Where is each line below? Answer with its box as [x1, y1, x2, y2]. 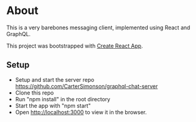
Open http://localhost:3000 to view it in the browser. [15, 108, 147, 116]
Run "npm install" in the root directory [15, 95, 111, 102]
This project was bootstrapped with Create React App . [6, 42, 143, 49]
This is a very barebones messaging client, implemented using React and [6, 24, 191, 31]
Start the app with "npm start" [15, 102, 91, 109]
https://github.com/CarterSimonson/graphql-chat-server [15, 82, 158, 90]
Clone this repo [15, 89, 54, 96]
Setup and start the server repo [15, 76, 95, 83]
